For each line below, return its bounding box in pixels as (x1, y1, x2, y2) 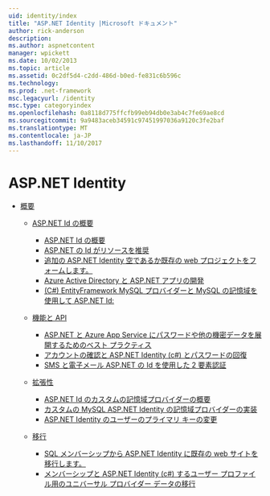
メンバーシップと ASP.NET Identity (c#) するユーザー (43, 469, 219, 479)
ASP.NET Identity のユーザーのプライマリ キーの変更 (43, 415, 218, 424)
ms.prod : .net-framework (8, 86, 92, 95)
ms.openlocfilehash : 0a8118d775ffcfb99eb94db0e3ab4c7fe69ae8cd (8, 110, 225, 118)
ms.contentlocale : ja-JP (8, 131, 92, 139)
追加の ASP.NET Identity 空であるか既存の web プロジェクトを (43, 255, 250, 266)
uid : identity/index (8, 11, 78, 20)
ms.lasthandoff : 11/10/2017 (8, 138, 103, 147)
